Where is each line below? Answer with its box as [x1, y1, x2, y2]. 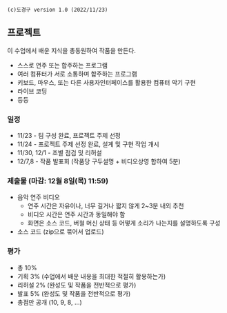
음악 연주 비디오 [17, 193, 60, 201]
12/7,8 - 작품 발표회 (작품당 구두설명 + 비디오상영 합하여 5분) [17, 157, 181, 165]
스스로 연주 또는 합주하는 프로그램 [17, 61, 108, 69]
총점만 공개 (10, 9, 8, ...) [17, 298, 83, 306]
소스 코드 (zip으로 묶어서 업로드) [17, 228, 105, 236]
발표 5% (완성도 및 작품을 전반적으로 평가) [17, 289, 131, 298]
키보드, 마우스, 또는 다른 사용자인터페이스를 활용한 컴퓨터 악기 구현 [17, 78, 196, 86]
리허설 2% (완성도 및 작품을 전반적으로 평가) [17, 281, 137, 289]
